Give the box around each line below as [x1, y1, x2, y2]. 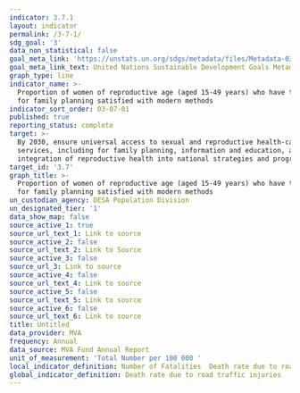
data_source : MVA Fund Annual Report [9, 345, 150, 354]
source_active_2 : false [9, 238, 98, 247]
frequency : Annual [9, 337, 78, 346]
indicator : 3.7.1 [9, 13, 74, 22]
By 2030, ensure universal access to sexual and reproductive [17, 138, 254, 146]
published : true [9, 113, 70, 121]
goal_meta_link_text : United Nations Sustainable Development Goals [9, 63, 270, 72]
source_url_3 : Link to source [9, 263, 122, 272]
